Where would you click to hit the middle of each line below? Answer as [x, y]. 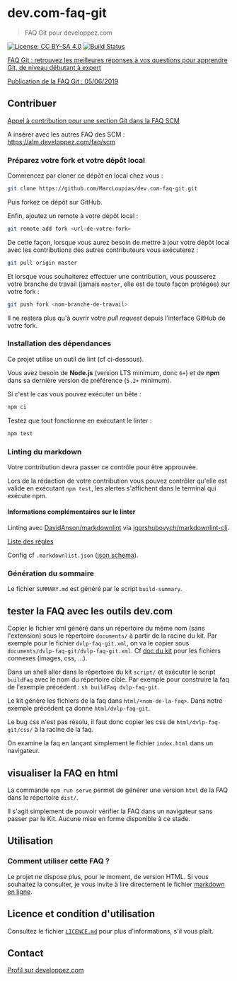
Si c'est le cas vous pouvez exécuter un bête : [74, 394]
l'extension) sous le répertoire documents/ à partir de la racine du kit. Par [112, 636]
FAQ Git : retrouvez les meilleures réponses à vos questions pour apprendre [117, 60]
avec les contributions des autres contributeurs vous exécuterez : [103, 250]
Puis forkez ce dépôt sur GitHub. [55, 202]
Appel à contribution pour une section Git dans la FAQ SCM [94, 120]
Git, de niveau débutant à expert [54, 67]
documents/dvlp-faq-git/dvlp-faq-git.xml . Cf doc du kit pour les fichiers [114, 651]
